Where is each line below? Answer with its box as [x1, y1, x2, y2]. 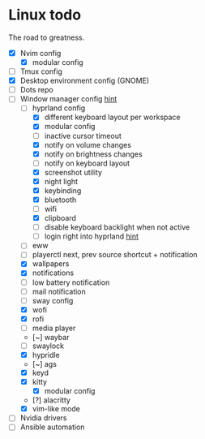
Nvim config [19, 48, 62, 58]
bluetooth [44, 195, 77, 204]
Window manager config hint [19, 94, 117, 104]
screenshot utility [44, 167, 103, 177]
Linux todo [8, 6, 82, 24]
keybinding [44, 185, 82, 196]
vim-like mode [32, 404, 81, 414]
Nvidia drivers [19, 413, 67, 423]
